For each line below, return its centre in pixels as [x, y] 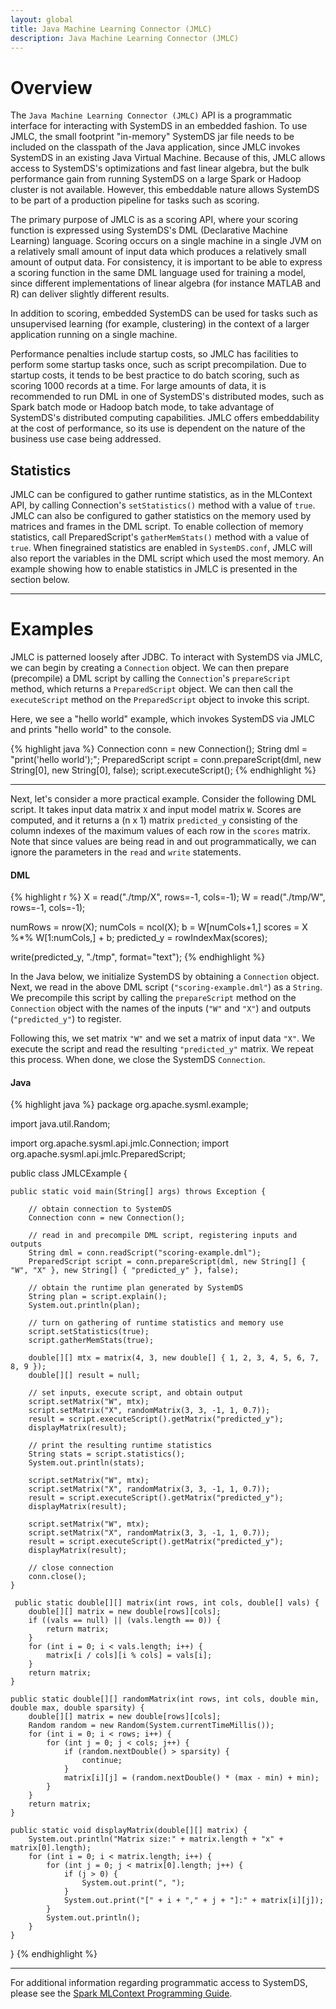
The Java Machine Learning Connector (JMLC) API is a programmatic [151, 115]
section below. [40, 580]
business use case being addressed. [86, 439]
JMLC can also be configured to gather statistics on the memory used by [161, 516]
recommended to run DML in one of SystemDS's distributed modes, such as [167, 397]
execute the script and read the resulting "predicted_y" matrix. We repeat [162, 1049]
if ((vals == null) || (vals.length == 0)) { [125, 1621]
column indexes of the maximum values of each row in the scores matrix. [160, 831]
